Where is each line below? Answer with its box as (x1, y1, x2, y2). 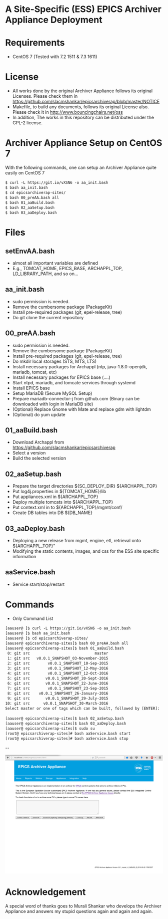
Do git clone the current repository (12, 314, 84, 320)
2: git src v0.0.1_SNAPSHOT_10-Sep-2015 (7, 660, 108, 666)
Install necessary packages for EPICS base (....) (12, 374, 111, 380)
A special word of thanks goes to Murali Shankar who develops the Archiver (5, 903, 161, 909)
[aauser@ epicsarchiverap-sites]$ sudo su (5, 726, 95, 731)
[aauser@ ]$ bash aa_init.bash (5, 630, 70, 636)
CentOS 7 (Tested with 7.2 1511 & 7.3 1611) (12, 54, 97, 60)
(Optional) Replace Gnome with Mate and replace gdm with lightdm (12, 406, 151, 412)
